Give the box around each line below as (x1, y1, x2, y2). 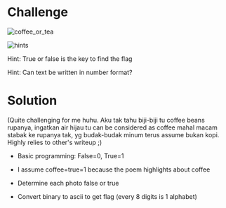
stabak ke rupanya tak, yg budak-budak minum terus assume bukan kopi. (7, 130, 220, 139)
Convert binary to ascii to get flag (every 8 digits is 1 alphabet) (17, 192, 198, 200)
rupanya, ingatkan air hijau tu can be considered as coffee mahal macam (7, 123, 218, 132)
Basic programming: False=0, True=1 (17, 151, 124, 160)
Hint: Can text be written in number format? (7, 68, 133, 76)
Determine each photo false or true (17, 179, 119, 187)
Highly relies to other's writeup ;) (7, 138, 102, 146)
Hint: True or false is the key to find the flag (7, 54, 133, 63)
